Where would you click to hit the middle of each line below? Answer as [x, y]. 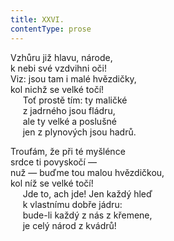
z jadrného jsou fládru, [69, 110]
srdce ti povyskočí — [53, 162]
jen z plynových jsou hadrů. [79, 132]
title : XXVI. [37, 19]
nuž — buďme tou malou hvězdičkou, [87, 172]
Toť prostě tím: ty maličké [75, 100]
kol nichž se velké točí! [57, 89]
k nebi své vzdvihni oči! [59, 68]
